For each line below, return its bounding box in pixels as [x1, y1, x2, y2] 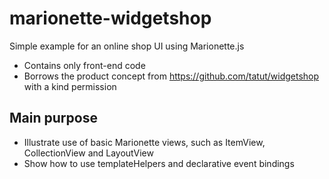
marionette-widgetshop [9, 7, 212, 30]
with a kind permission [23, 80, 117, 92]
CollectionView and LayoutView [23, 147, 154, 159]
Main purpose [9, 110, 98, 127]
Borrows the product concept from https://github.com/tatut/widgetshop [23, 70, 320, 82]
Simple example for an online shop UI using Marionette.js [9, 40, 245, 52]
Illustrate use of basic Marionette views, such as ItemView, [23, 136, 266, 148]
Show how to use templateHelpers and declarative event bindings [23, 157, 295, 169]
